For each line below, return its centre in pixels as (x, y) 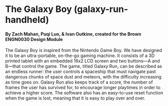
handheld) (27, 20)
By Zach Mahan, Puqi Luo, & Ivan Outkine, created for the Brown (73, 34)
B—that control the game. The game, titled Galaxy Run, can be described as (83, 66)
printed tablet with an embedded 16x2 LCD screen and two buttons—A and (83, 61)
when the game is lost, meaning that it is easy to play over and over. (75, 98)
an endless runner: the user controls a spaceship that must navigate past (81, 71)
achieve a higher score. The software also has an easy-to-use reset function (84, 93)
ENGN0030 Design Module (34, 39)
